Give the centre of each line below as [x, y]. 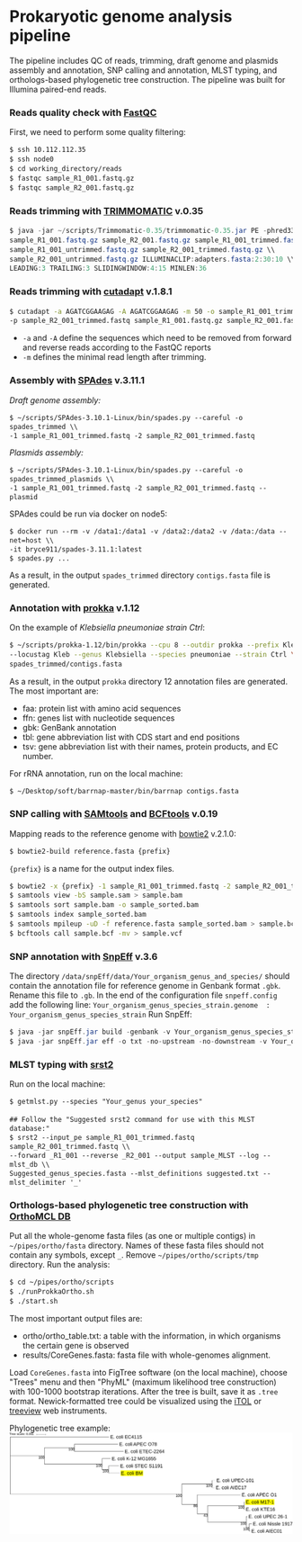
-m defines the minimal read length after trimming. [114, 357]
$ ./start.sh [34, 1302]
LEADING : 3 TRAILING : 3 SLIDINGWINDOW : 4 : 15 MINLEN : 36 [108, 269]
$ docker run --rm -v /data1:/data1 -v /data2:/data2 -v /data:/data [142, 531]
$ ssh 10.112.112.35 [48, 150]
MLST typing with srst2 [62, 1064]
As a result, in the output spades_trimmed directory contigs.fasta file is [140, 575]
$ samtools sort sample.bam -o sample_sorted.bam [104, 905]
